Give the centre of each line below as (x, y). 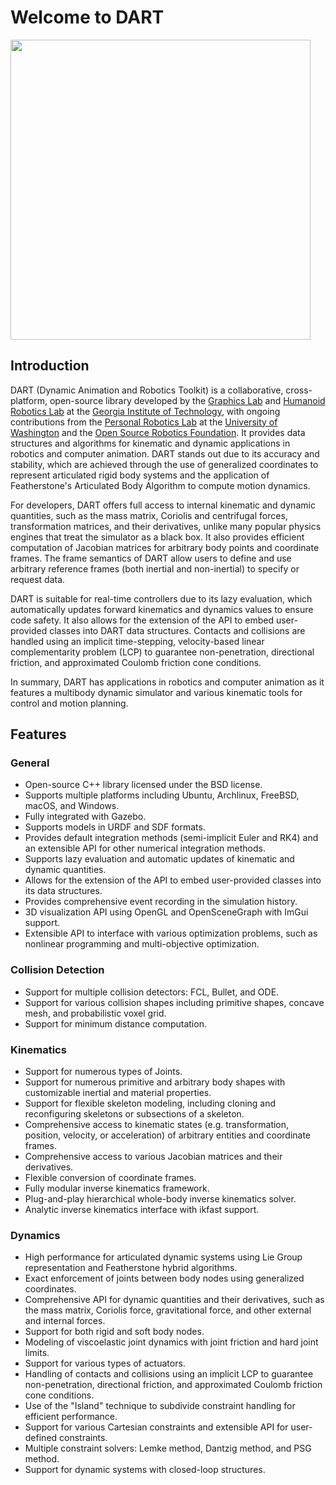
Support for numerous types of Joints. (103, 1072)
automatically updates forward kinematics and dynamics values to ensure (162, 609)
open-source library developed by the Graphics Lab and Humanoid (187, 400)
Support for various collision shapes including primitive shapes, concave (174, 1002)
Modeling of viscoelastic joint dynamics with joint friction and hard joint (171, 1342)
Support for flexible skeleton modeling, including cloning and (150, 1103)
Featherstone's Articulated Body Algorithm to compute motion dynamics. (160, 485)
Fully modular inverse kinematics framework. (117, 1188)
